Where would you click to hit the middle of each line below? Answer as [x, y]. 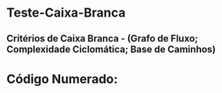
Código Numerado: [62, 79]
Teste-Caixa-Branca [66, 13]
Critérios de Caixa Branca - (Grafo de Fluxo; [102, 39]
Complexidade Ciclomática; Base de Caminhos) [111, 49]
